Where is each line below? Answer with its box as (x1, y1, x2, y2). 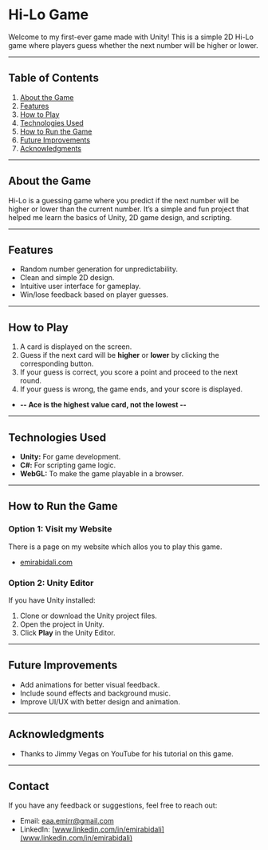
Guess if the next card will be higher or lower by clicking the (19, 351, 219, 360)
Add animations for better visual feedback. (19, 680, 160, 689)
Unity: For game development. (19, 452, 121, 461)
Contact (8, 780, 49, 793)
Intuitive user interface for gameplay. (19, 282, 141, 291)
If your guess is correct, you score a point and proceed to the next (19, 367, 238, 377)
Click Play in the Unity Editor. (19, 627, 116, 637)
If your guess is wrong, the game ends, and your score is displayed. (19, 384, 243, 394)
